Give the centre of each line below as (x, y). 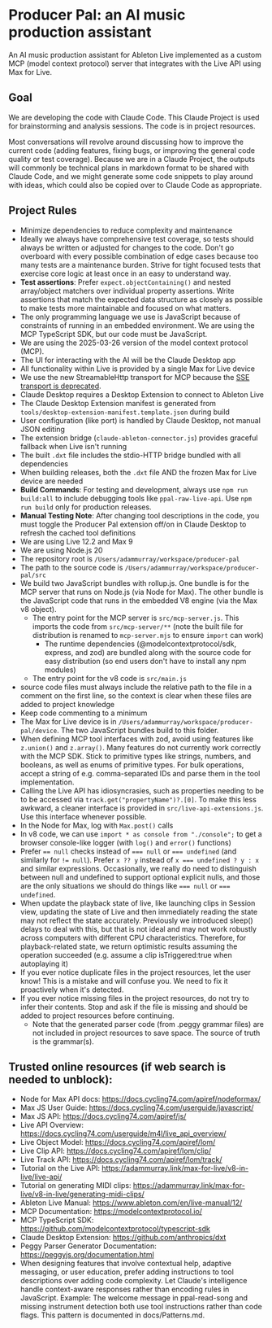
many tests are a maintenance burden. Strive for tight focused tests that (140, 264)
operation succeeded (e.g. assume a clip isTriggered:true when (126, 954)
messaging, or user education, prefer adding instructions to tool (127, 1272)
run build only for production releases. (86, 507)
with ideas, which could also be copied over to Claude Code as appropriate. (135, 185)
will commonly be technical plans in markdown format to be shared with (129, 168)
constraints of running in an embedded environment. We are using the (137, 325)
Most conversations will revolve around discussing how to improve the (126, 142)
